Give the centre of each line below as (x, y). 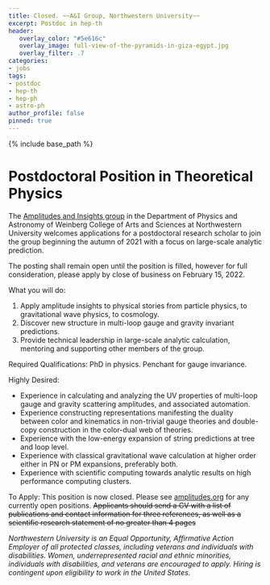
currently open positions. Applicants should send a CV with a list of (120, 505)
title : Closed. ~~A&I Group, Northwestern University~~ (104, 16)
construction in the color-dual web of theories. (116, 429)
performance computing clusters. (75, 481)
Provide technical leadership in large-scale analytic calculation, (125, 340)
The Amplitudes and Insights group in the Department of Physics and (123, 215)
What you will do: (37, 290)
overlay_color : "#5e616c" (62, 38)
